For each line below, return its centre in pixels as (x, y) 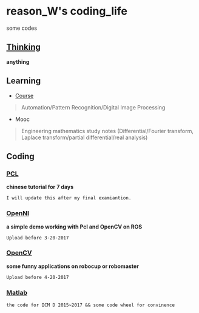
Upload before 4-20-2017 (38, 277)
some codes (22, 28)
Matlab (17, 292)
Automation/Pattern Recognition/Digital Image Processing (93, 107)
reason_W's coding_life (67, 11)
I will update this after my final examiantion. (69, 198)
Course (24, 95)
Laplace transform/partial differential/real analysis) (84, 137)
